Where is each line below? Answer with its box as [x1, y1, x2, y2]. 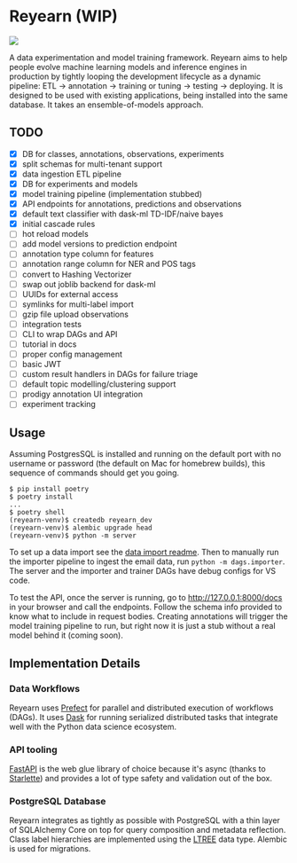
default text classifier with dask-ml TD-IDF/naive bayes [21, 208, 223, 219]
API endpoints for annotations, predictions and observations [21, 199, 242, 209]
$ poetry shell [9, 508, 66, 517]
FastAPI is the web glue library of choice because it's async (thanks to [9, 764, 266, 774]
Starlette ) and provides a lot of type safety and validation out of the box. [9, 773, 273, 784]
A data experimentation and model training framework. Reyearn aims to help [9, 51, 288, 63]
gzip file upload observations [21, 309, 129, 319]
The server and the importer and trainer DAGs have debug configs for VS [9, 566, 277, 577]
